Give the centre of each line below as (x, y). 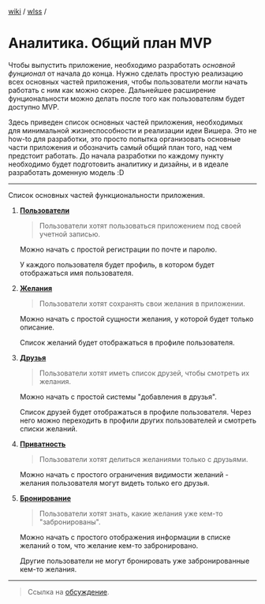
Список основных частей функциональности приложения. (106, 195)
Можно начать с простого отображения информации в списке (125, 537)
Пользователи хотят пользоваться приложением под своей (140, 226)
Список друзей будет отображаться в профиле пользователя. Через (135, 412)
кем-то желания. (48, 569)
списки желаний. (49, 428)
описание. (37, 327)
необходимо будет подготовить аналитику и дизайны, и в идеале (118, 164)
